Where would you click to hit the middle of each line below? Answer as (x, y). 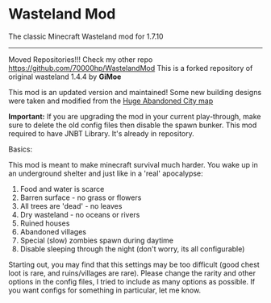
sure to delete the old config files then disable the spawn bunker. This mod (133, 125)
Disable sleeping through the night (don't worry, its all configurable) (132, 249)
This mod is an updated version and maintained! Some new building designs (135, 92)
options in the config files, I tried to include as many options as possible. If (132, 281)
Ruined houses (45, 223)
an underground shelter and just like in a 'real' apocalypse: (106, 173)
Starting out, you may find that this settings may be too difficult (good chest (134, 264)
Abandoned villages (53, 231)
